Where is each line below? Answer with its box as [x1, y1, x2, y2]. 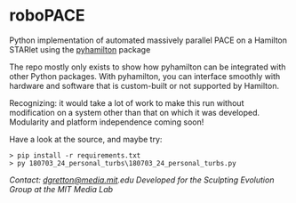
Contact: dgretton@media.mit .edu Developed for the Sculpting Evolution [9, 175, 275, 185]
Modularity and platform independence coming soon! [9, 117, 204, 127]
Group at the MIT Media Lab [9, 183, 114, 194]
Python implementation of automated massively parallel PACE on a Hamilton [9, 35, 287, 45]
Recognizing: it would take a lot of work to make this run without [9, 97, 244, 108]
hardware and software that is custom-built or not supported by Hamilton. [9, 80, 280, 91]
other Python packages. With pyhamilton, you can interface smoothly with [9, 70, 281, 81]
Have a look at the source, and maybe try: [9, 134, 163, 144]
